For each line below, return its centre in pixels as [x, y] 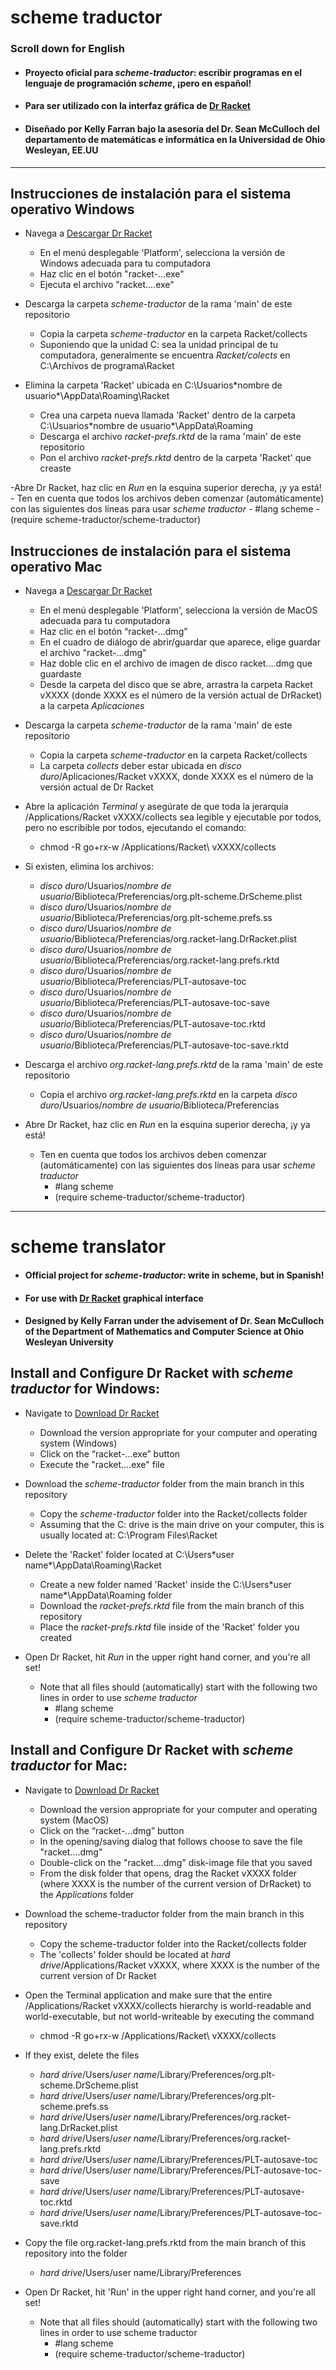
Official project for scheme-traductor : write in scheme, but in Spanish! [174, 1275]
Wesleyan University [69, 1342]
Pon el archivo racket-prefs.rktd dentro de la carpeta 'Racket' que [175, 458]
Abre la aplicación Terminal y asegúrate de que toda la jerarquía [156, 807]
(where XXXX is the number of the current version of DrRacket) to [175, 1883]
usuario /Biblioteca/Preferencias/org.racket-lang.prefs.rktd [159, 960]
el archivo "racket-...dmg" [93, 653]
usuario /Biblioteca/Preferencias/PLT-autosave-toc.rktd [152, 1024]
